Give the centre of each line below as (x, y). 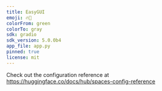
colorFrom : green (28, 23)
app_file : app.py (28, 46)
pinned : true (23, 52)
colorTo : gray (24, 29)
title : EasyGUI (26, 12)
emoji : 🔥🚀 (19, 18)
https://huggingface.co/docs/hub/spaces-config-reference (81, 81)
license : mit (23, 57)
